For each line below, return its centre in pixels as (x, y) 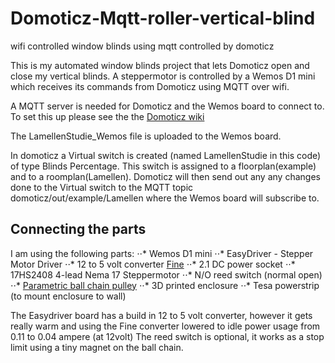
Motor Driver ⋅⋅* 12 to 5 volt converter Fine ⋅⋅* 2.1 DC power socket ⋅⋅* (153, 264)
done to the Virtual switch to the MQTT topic (102, 187)
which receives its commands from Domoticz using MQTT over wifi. (150, 86)
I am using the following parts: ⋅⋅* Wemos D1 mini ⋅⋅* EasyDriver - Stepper (162, 253)
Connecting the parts (78, 229)
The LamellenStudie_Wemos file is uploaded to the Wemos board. (146, 136)
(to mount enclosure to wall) (68, 296)
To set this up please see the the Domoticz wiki (107, 116)
